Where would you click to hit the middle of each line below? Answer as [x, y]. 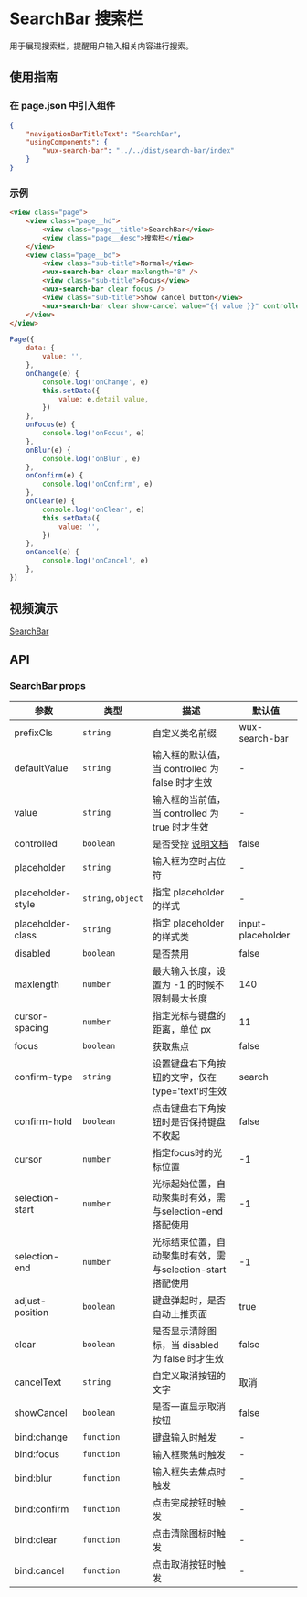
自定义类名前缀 [185, 734]
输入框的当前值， [189, 799]
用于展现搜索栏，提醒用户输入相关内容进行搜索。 [101, 46]
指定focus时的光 [187, 1153]
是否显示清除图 [185, 1332]
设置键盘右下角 [185, 1064]
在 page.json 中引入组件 [63, 106]
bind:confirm [42, 1509]
